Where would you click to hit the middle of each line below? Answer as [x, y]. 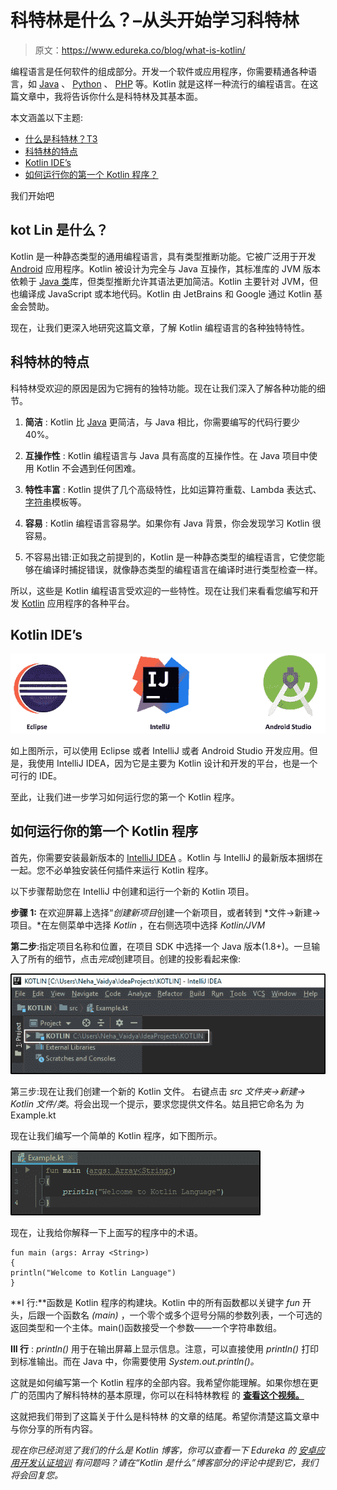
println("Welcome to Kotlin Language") [93, 1273]
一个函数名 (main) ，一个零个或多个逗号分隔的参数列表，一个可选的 [183, 1315]
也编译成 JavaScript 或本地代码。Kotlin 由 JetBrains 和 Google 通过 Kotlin [161, 293]
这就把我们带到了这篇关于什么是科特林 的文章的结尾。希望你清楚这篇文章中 [165, 1417]
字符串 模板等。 [55, 502]
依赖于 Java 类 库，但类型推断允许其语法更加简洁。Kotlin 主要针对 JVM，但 [164, 281]
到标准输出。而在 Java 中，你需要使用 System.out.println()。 [135, 1362]
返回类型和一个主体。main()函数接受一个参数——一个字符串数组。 [146, 1328]
